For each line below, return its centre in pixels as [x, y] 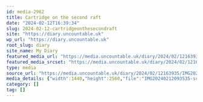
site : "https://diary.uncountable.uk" [55, 34]
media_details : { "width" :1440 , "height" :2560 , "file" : [74, 79]
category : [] [23, 85]
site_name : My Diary [32, 51]
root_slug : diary [28, 46]
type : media [21, 67]
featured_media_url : [32, 56]
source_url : [21, 73]
